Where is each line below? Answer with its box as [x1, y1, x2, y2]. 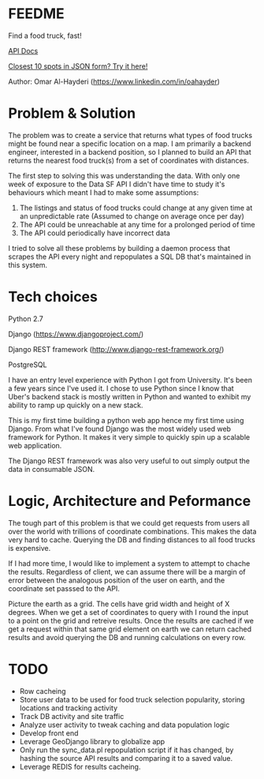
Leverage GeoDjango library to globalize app [19, 736, 165, 746]
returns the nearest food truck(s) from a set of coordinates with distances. [8, 155, 250, 165]
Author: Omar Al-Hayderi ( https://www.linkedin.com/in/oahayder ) [8, 77, 221, 86]
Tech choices [8, 288, 99, 306]
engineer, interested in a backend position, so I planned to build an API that [8, 147, 252, 156]
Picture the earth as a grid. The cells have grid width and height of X [8, 599, 230, 609]
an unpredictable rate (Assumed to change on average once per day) [19, 211, 244, 221]
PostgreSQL [8, 360, 47, 369]
